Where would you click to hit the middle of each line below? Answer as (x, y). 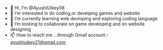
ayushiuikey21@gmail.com (38, 42)
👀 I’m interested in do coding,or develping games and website (75, 13)
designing (21, 29)
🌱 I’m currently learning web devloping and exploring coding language (84, 18)
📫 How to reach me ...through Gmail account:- (59, 35)
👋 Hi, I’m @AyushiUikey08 (37, 8)
